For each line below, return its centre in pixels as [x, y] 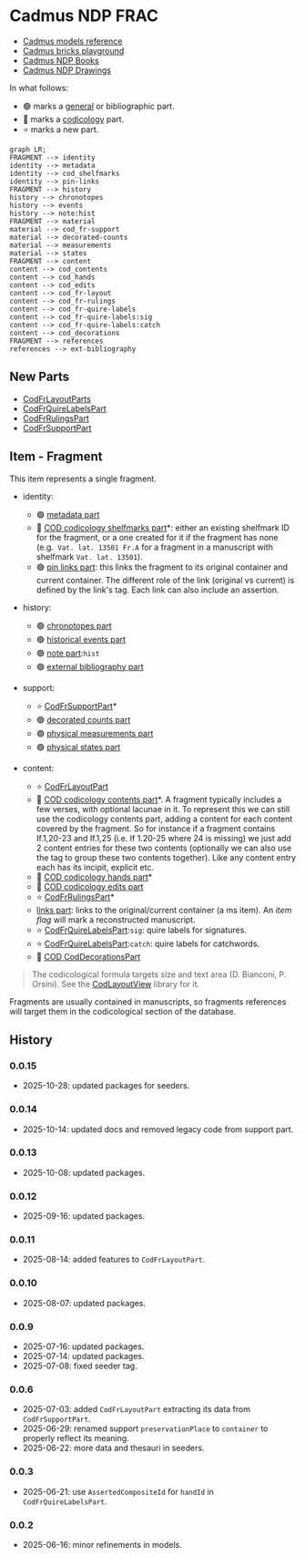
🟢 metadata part [68, 514]
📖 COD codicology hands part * [94, 877]
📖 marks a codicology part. [73, 119]
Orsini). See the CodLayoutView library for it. [116, 984]
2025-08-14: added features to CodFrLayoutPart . [114, 1260]
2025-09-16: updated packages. [84, 1216]
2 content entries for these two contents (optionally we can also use [164, 848]
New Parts [40, 377]
